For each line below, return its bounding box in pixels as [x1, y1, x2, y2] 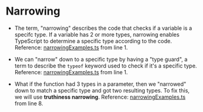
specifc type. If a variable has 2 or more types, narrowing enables [14, 30, 180, 38]
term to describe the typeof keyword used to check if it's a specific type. [14, 62, 198, 69]
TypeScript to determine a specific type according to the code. [14, 37, 173, 44]
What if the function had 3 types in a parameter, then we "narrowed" [14, 80, 187, 88]
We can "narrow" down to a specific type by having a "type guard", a [14, 55, 188, 63]
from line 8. [14, 99, 44, 107]
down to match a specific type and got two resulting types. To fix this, [14, 86, 190, 94]
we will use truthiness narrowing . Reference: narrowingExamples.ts [14, 93, 186, 100]
